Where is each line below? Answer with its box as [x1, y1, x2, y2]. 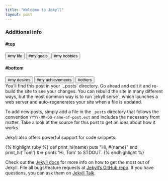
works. [5, 124, 20, 131]
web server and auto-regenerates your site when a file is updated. [5, 99, 142, 105]
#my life [8, 53, 23, 58]
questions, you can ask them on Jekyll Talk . [5, 169, 96, 176]
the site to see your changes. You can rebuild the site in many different [17, 88, 163, 94]
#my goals [28, 53, 48, 58]
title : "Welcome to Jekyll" [5, 7, 64, 13]
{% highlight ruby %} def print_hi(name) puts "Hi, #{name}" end [5, 144, 138, 150]
